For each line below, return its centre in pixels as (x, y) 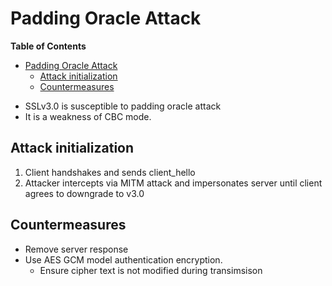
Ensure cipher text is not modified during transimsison (151, 270)
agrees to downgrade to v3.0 (84, 193)
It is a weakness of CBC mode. (88, 116)
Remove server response (76, 249)
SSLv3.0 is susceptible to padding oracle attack (123, 106)
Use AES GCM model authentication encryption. (123, 259)
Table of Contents (48, 46)
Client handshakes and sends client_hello (110, 172)
